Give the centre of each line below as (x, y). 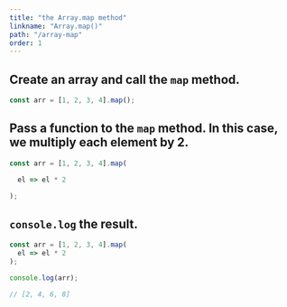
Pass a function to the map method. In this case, (143, 129)
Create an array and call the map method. (125, 79)
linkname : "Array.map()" (56, 26)
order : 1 (26, 43)
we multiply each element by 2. (99, 142)
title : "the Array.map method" (68, 18)
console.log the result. (74, 223)
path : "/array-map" (46, 34)
